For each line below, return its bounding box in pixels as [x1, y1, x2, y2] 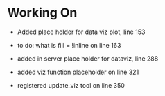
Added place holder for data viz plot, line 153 [17, 28, 146, 36]
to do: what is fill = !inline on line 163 [17, 41, 121, 49]
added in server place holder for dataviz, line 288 [17, 54, 159, 63]
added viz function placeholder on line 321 [17, 68, 139, 76]
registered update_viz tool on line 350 [17, 81, 125, 89]
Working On [7, 5, 78, 21]
